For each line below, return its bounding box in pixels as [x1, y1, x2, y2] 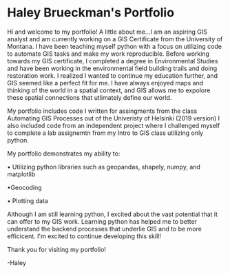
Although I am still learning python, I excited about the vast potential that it [7, 210, 218, 218]
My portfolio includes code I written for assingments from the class [7, 107, 198, 115]
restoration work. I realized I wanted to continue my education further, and [7, 71, 218, 80]
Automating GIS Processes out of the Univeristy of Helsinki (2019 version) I [7, 114, 220, 122]
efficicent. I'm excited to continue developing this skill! [7, 232, 162, 240]
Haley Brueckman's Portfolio [7, 5, 174, 21]
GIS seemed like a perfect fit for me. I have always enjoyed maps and [7, 78, 204, 87]
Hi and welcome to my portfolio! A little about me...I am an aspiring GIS [7, 28, 208, 36]
